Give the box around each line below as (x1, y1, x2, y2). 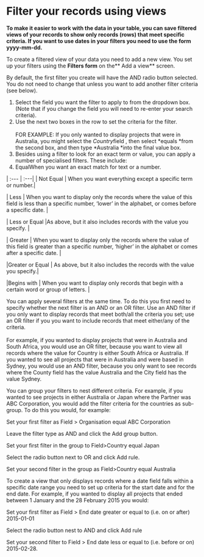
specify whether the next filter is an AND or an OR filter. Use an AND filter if (6, 304, 196, 311)
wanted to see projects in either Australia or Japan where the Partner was (6, 393, 191, 401)
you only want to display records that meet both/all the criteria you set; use (6, 310, 195, 318)
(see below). (6, 86, 38, 94)
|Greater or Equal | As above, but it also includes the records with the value (6, 261, 195, 268)
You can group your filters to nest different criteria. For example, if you (6, 387, 183, 394)
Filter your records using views (6, 4, 167, 18)
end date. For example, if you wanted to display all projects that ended (6, 490, 183, 497)
